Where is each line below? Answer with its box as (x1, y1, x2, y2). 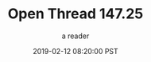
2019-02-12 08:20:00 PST (33, 46, 118, 56)
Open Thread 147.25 (7, 5, 144, 23)
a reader (61, 31, 90, 41)
